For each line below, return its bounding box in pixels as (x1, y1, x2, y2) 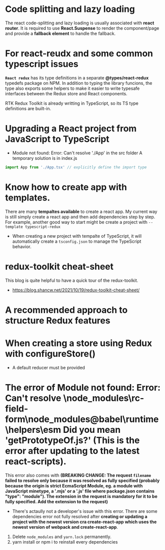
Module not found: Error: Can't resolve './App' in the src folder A (12, 150, 143, 156)
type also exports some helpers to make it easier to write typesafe (5, 85, 140, 91)
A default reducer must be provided (12, 364, 85, 370)
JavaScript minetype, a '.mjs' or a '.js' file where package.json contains (5, 488, 155, 494)
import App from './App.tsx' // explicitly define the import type (5, 165, 147, 170)
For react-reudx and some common (5, 48, 153, 59)
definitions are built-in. (5, 105, 51, 111)
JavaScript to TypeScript (5, 134, 110, 145)
